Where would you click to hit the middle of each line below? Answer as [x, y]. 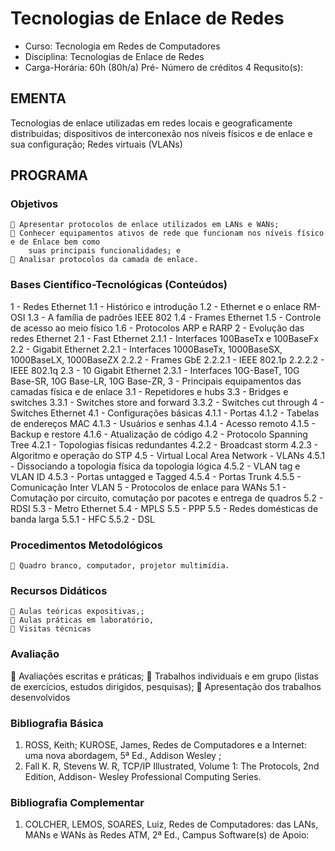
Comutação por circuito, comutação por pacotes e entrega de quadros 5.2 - [167, 498]
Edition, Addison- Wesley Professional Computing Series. [143, 776]
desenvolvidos [40, 697]
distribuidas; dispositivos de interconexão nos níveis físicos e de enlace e [161, 133]
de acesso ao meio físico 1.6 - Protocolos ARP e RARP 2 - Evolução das [157, 328]
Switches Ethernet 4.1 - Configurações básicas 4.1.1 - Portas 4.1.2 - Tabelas [165, 413]
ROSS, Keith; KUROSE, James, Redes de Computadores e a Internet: [165, 744]
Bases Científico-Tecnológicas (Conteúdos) [119, 285]
